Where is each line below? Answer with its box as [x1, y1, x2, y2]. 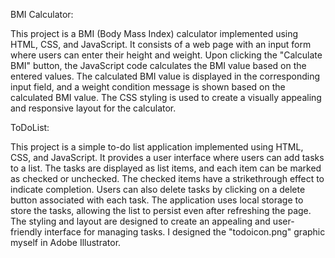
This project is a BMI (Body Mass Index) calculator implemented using [10, 28, 299, 39]
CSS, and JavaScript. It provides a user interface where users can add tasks [10, 152, 325, 163]
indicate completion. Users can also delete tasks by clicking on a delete [10, 184, 306, 195]
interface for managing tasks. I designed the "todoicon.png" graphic [44, 226, 326, 238]
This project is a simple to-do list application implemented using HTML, [10, 141, 304, 153]
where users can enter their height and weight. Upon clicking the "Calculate [10, 49, 323, 61]
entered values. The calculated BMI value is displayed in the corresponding [10, 70, 321, 82]
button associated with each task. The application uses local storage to [10, 194, 304, 206]
